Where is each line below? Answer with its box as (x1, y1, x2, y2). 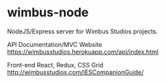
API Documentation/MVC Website (7, 40, 103, 48)
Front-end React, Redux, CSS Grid (7, 61, 104, 69)
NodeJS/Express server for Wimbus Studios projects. (7, 27, 158, 35)
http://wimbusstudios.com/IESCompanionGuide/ (7, 68, 144, 76)
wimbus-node (7, 5, 89, 20)
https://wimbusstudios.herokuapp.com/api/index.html (7, 48, 159, 56)
